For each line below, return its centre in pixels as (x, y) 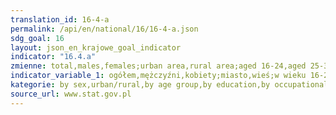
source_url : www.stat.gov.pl (71, 94)
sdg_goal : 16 (37, 38)
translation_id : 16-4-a (60, 19)
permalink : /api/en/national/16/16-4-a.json (104, 29)
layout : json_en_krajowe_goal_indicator (96, 47)
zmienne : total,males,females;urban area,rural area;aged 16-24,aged (158, 66)
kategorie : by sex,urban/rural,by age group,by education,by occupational (169, 85)
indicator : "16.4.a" (53, 57)
